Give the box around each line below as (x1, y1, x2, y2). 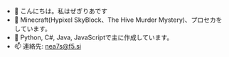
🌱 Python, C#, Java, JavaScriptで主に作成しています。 (14, 33, 174, 42)
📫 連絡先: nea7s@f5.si (14, 42, 82, 50)
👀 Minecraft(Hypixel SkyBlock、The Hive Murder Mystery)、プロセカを (14, 15, 223, 24)
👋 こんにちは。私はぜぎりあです (14, 7, 108, 15)
